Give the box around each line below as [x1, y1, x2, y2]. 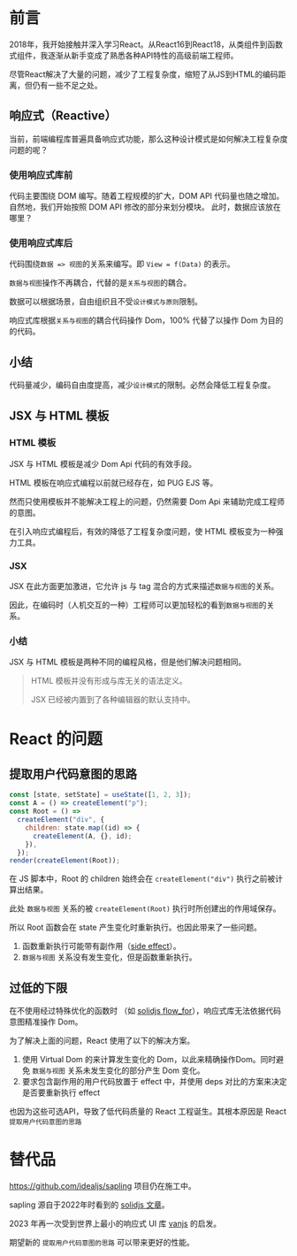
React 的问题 [9, 729, 103, 748]
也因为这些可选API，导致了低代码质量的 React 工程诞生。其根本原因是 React [9, 1107, 287, 1117]
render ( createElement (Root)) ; [9, 856, 121, 865]
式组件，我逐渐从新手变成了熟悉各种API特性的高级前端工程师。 [9, 50, 239, 60]
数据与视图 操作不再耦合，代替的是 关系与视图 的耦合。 [9, 278, 192, 288]
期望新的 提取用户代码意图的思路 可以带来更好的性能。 [9, 1237, 194, 1248]
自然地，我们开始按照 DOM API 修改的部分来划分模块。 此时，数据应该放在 [9, 202, 281, 212]
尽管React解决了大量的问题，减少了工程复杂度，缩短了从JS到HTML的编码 [9, 68, 278, 80]
